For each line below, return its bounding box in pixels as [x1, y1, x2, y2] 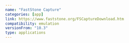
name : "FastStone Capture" [5, 7, 61, 12]
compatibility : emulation [5, 21, 59, 26]
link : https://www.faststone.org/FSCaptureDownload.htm [5, 16, 124, 21]
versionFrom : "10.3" [5, 26, 48, 31]
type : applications [5, 30, 46, 35]
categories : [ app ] [5, 12, 43, 17]
